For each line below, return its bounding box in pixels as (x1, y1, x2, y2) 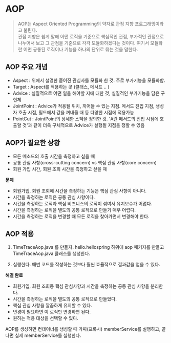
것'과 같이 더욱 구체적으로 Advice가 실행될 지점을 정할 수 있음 (22, 122, 145, 128)
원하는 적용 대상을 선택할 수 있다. (12, 315, 78, 321)
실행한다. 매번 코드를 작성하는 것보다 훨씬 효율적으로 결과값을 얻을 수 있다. (12, 262, 160, 268)
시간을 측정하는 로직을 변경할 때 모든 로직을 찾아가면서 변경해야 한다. (12, 213, 149, 219)
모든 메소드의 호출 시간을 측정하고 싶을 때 (12, 153, 95, 159)
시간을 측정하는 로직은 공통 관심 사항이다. (12, 194, 95, 200)
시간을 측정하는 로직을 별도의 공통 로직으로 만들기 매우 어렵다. (12, 207, 136, 213)
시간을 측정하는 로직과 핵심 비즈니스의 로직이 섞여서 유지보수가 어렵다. (12, 200, 153, 206)
